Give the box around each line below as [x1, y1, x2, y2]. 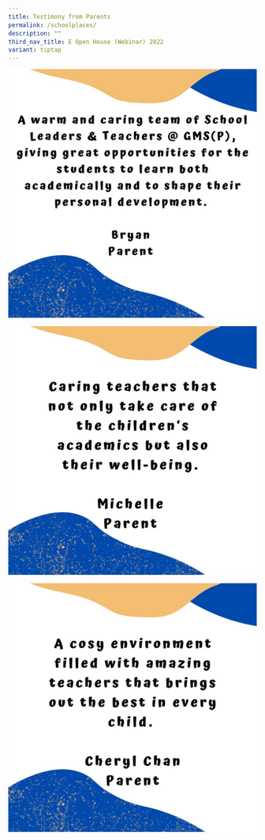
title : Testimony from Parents [8, 13, 111, 21]
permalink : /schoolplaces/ [8, 21, 97, 29]
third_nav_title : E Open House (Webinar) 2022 [8, 38, 164, 46]
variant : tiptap [8, 46, 62, 54]
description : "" [8, 29, 62, 37]
